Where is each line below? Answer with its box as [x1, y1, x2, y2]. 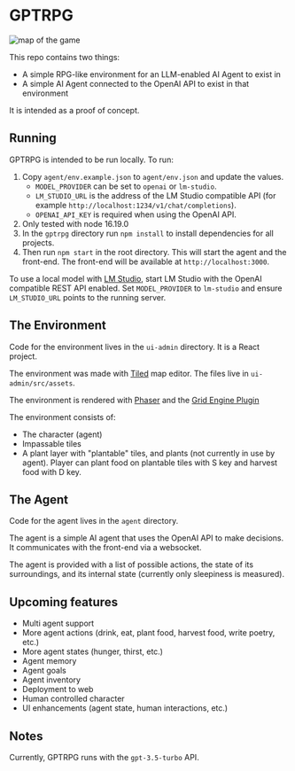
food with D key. [21, 466, 82, 477]
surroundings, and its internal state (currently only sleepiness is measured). [9, 569, 285, 580]
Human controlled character [21, 693, 126, 705]
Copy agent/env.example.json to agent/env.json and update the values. [21, 171, 284, 182]
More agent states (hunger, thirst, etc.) [21, 646, 164, 657]
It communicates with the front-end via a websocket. [9, 542, 202, 553]
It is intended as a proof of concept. [9, 105, 140, 115]
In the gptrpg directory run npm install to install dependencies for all [21, 228, 275, 238]
